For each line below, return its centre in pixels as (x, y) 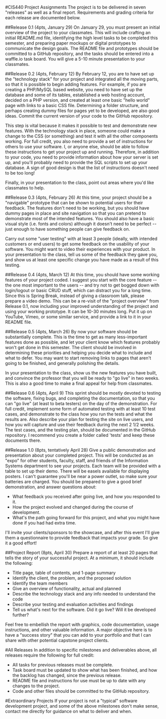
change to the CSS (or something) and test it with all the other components (82, 136)
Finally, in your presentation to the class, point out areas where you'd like (80, 182)
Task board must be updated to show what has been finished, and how (85, 670)
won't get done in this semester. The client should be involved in (71, 347)
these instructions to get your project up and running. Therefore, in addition (82, 152)
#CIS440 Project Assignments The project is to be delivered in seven (76, 7)
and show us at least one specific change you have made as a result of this (82, 260)
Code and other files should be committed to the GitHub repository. (81, 691)
